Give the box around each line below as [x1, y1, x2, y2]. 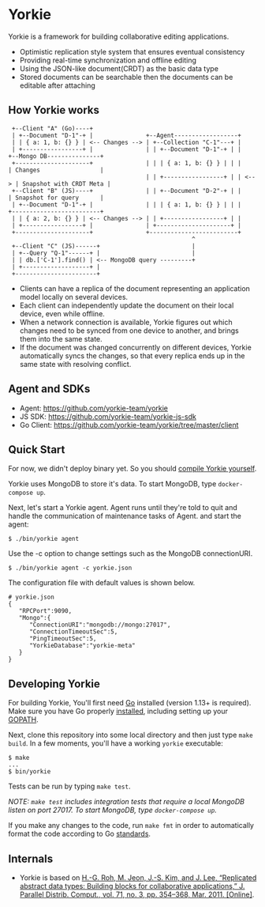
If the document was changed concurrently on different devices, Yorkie [19, 342, 252, 352]
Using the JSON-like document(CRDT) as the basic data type [19, 63, 219, 73]
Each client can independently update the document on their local [19, 300, 234, 310]
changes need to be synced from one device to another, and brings [19, 326, 239, 335]
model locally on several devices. [19, 292, 129, 301]
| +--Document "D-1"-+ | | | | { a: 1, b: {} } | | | [11, 200, 242, 209]
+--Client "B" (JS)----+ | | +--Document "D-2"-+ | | [11, 187, 242, 195]
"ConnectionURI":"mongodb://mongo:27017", [28, 621, 171, 629]
